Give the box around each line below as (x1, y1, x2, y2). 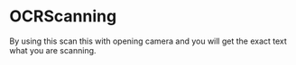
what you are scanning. (9, 45, 97, 55)
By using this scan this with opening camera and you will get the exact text (9, 36, 287, 46)
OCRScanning (9, 6, 117, 27)
